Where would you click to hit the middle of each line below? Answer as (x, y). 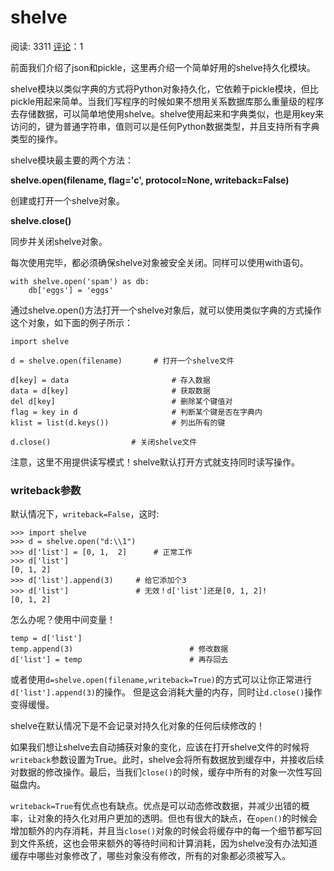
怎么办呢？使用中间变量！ (63, 620)
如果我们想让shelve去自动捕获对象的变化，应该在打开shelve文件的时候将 (160, 747)
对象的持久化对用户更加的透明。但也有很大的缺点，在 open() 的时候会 (177, 818)
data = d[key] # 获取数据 (110, 391)
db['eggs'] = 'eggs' (71, 290)
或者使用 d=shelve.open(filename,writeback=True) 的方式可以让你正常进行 (161, 680)
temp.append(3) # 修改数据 (119, 649)
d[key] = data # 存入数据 (110, 380)
